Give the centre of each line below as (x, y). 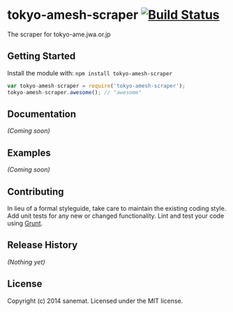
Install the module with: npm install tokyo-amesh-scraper (90, 73)
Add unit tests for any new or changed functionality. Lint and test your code (116, 216)
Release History (43, 245)
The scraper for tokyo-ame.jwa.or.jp (59, 34)
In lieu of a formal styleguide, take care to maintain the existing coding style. (117, 208)
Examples (29, 153)
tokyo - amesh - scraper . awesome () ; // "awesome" (74, 92)
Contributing (36, 192)
